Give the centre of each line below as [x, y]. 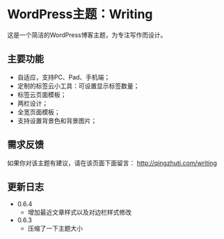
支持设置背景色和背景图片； [57, 121]
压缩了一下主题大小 [55, 229]
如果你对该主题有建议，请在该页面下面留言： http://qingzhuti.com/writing [112, 163]
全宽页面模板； [39, 111]
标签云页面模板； [42, 94]
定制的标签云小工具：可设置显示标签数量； [78, 86]
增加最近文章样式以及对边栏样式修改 [80, 213]
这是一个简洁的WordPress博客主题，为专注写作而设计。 [87, 35]
